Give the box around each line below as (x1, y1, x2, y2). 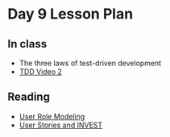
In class (7, 37, 48, 51)
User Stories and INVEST (19, 120, 103, 130)
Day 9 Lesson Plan (7, 5, 134, 23)
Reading (7, 90, 50, 104)
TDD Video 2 (19, 67, 62, 77)
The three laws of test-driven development (19, 58, 162, 68)
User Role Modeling (19, 111, 85, 121)
